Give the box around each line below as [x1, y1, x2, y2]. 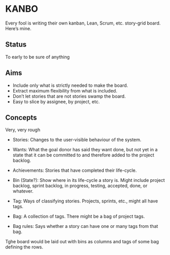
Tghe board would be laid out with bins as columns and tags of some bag [5, 239, 159, 245]
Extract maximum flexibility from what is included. [12, 87, 118, 94]
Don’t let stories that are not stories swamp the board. [12, 93, 126, 99]
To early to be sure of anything [5, 54, 70, 60]
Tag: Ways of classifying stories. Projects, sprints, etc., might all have [12, 198, 158, 204]
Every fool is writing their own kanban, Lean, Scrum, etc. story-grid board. [5, 20, 161, 26]
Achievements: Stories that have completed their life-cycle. [12, 167, 137, 174]
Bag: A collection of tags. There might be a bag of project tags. [12, 213, 145, 220]
